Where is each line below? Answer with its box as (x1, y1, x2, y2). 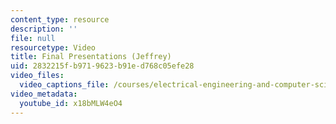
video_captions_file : (19, 80, 110, 90)
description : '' (10, 24, 78, 34)
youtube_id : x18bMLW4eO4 (19, 98, 123, 108)
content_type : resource (10, 14, 110, 25)
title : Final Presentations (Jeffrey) (10, 52, 172, 62)
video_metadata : (10, 89, 78, 99)
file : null (10, 33, 56, 43)
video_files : (10, 71, 65, 81)
